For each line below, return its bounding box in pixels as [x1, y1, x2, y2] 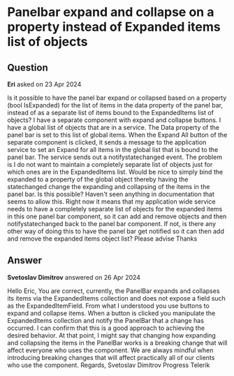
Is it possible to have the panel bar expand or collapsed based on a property [7, 93, 227, 102]
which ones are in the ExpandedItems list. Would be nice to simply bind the [7, 168, 224, 176]
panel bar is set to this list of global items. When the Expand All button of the [7, 130, 228, 139]
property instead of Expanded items [7, 19, 221, 35]
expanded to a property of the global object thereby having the [7, 175, 189, 183]
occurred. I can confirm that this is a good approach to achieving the [7, 324, 205, 332]
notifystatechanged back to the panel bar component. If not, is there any [7, 220, 217, 227]
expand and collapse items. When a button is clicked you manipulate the [7, 308, 216, 317]
